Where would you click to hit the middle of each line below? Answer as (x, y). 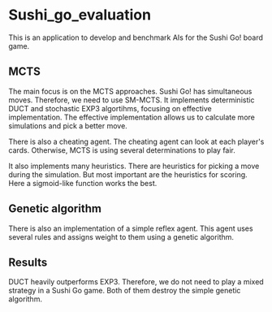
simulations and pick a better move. (68, 126)
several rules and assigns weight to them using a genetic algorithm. (121, 236)
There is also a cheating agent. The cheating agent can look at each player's (136, 141)
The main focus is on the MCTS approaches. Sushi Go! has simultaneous (130, 91)
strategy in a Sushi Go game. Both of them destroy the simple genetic (125, 291)
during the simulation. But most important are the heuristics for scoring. (128, 174)
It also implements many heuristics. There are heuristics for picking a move (134, 166)
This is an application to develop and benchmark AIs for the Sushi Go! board (136, 37)
